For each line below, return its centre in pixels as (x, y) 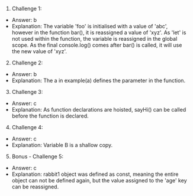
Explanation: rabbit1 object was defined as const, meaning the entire (95, 174)
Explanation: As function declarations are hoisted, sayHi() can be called (99, 110)
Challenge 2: (27, 63)
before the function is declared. (50, 116)
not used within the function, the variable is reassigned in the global (94, 39)
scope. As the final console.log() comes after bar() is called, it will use (97, 45)
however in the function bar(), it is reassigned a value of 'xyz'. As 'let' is (99, 32)
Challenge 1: (27, 9)
